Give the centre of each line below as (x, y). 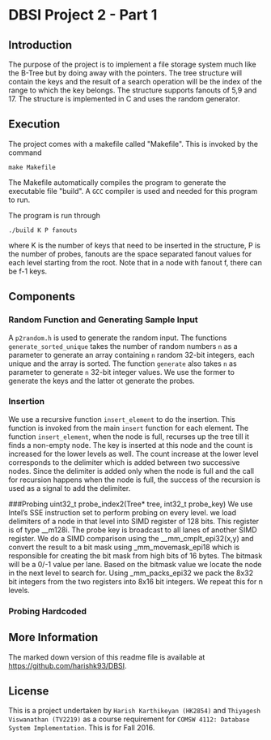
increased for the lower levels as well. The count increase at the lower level (133, 454)
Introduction (40, 45)
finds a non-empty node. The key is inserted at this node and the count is (131, 445)
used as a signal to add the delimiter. (70, 488)
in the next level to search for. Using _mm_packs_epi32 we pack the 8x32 (131, 573)
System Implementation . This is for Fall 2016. (82, 728)
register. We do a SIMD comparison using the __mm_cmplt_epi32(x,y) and (131, 538)
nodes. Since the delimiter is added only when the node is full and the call (131, 471)
